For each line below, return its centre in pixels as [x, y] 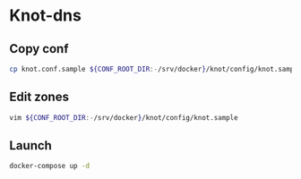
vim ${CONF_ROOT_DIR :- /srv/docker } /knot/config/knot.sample [124, 117]
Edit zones [39, 97]
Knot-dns [46, 16]
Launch [30, 145]
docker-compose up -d [50, 166]
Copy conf [39, 49]
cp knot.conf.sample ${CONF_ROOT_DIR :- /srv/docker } [107, 69]
